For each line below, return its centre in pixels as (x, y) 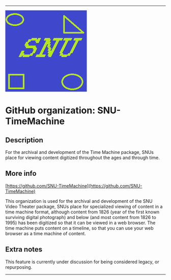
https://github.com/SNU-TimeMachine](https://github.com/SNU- (75, 185)
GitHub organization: (50, 111)
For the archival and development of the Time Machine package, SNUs (80, 152)
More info (21, 174)
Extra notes (24, 250)
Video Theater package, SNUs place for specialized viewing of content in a (84, 206)
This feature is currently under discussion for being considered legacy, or (82, 262)
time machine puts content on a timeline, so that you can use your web (79, 228)
